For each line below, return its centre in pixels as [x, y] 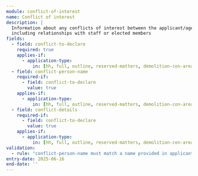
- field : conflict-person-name [50, 72]
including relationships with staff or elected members [81, 33]
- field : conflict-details [44, 110]
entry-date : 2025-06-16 [35, 159]
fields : [16, 39]
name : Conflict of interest [41, 17]
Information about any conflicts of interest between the [84, 28]
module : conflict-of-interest [43, 11]
